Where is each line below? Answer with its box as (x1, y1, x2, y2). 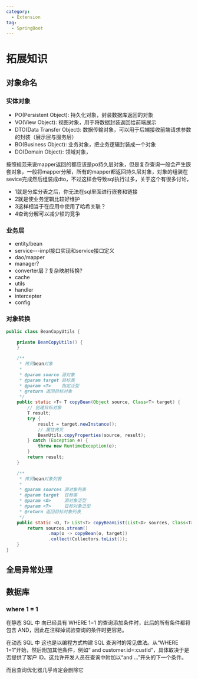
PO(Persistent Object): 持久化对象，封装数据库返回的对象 (14, 112, 153, 119)
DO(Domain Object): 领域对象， (14, 148, 91, 155)
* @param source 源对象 (19, 371, 75, 378)
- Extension (11, 14, 41, 20)
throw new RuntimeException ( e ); (37, 443, 117, 449)
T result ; (27, 410, 51, 416)
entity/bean (14, 240, 43, 247)
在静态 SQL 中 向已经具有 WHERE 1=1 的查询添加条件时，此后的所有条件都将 (6, 619, 190, 626)
